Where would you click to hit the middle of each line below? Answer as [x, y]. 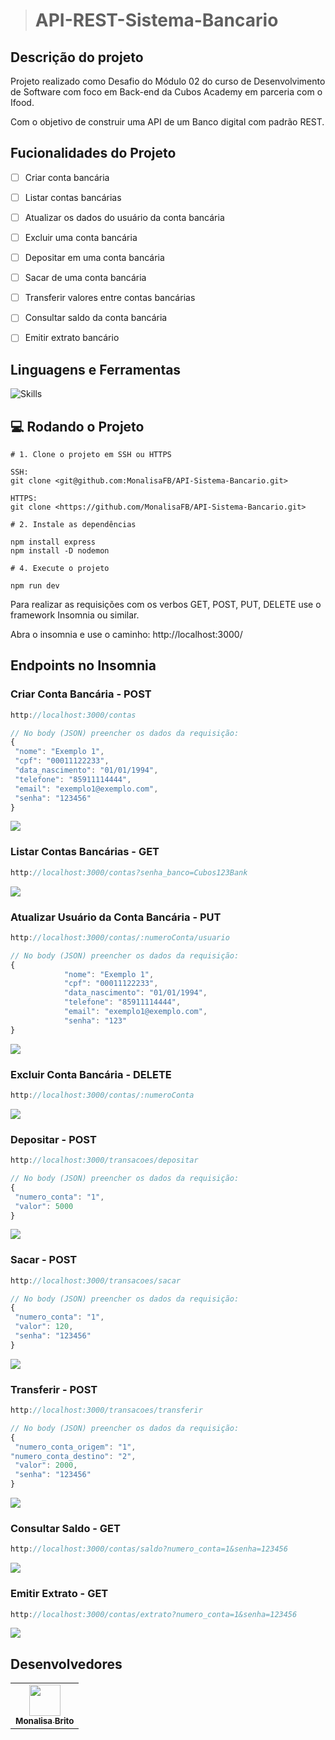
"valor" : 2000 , [46, 1465]
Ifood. [22, 102]
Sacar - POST [44, 1260]
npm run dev [35, 586]
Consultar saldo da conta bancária [96, 318]
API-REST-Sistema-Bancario [156, 20]
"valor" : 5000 [44, 1206]
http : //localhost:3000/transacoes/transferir [106, 1410]
